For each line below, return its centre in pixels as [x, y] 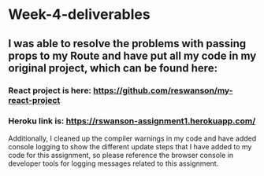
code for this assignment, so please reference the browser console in [121, 155]
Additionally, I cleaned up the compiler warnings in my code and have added [132, 138]
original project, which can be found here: [113, 68]
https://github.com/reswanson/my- [163, 90]
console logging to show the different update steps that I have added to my [130, 146]
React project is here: [50, 90]
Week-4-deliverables [80, 15]
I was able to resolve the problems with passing [127, 44]
